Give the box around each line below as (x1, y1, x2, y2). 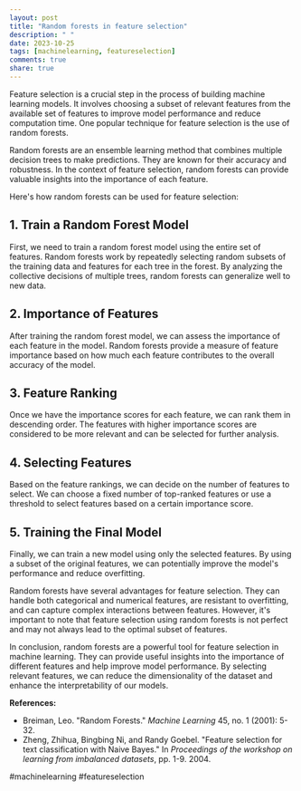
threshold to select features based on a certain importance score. (9, 498, 254, 509)
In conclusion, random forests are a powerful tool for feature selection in (9, 641, 279, 652)
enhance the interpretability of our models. (9, 680, 169, 690)
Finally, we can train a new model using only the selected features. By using (9, 548, 292, 559)
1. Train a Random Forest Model (9, 217, 190, 233)
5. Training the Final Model (9, 525, 163, 540)
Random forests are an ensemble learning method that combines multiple (9, 144, 283, 155)
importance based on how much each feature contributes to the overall (9, 350, 275, 361)
